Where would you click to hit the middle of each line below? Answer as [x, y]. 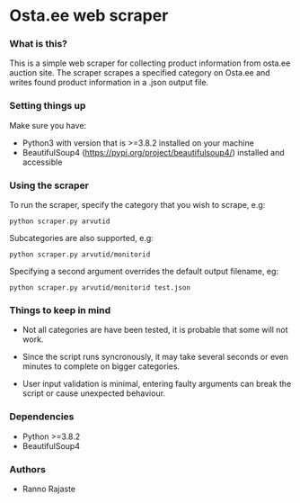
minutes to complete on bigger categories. [101, 366]
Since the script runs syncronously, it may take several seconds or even [155, 357]
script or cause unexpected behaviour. [94, 393]
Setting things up [48, 106]
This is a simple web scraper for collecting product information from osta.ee [150, 63]
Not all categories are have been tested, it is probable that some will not [155, 330]
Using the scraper [49, 185]
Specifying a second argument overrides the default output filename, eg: [144, 272]
